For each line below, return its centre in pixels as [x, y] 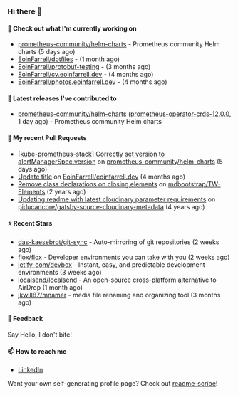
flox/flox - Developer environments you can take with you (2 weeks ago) [124, 257]
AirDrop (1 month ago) [50, 287]
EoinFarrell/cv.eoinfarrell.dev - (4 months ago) [86, 75]
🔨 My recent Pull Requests [47, 137]
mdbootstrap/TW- [194, 184]
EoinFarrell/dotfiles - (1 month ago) [68, 59]
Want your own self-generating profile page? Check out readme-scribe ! [113, 384]
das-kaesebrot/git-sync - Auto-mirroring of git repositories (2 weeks [118, 242]
